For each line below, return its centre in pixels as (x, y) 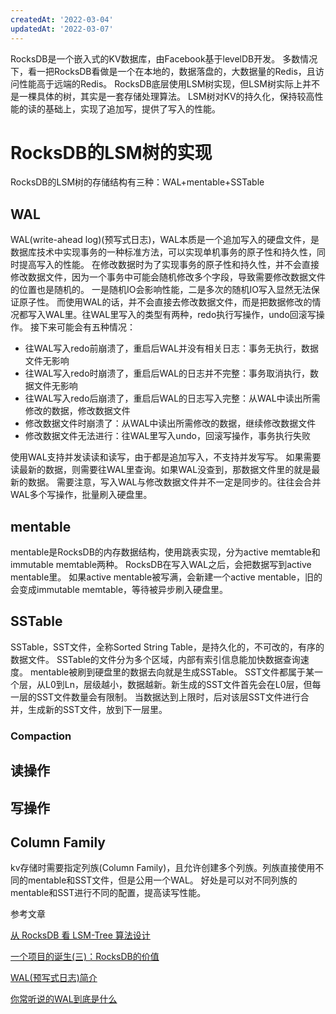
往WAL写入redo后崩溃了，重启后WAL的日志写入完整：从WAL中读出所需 (172, 398)
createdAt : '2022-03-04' (62, 19)
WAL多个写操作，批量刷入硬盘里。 (81, 495)
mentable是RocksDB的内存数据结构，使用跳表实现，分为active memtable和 (165, 552)
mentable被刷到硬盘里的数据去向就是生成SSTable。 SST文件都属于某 (172, 672)
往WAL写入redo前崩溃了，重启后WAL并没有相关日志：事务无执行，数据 (172, 348)
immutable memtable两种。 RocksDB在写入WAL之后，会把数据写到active (161, 565)
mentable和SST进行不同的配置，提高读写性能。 (108, 893)
